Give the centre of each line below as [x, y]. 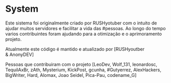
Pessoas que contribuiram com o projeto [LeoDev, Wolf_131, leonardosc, [81, 64]
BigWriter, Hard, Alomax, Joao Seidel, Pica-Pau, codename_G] [71, 75]
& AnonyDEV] [20, 54]
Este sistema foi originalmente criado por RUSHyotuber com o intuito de [81, 23]
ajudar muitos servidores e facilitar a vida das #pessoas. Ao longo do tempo [85, 28]
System [22, 9]
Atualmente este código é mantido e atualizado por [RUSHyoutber [75, 49]
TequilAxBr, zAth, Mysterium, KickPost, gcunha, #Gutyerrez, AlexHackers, [83, 70]
